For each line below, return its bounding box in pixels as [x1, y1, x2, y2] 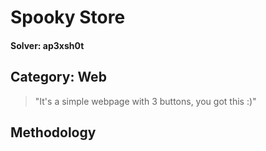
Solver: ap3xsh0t [10, 39, 85, 51]
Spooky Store [10, 6, 126, 29]
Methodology [10, 124, 97, 141]
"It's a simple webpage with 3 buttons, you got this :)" [34, 95, 257, 107]
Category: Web [10, 69, 107, 86]
